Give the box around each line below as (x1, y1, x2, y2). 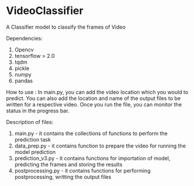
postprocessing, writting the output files (14, 173, 111, 180)
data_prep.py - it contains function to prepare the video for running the (14, 142, 186, 149)
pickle (14, 64, 29, 71)
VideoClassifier (6, 4, 84, 18)
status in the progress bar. (6, 107, 70, 114)
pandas (14, 77, 33, 84)
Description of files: (6, 118, 54, 125)
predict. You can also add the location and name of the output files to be (6, 95, 181, 102)
